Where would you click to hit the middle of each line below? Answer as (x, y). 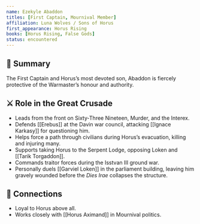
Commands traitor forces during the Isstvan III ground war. (87, 162)
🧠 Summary (28, 64)
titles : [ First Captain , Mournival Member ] (61, 17)
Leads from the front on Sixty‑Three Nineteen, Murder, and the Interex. (102, 118)
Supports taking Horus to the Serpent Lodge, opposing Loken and (96, 150)
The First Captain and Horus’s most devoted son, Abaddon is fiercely (91, 78)
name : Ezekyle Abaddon (34, 12)
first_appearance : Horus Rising (46, 28)
